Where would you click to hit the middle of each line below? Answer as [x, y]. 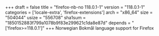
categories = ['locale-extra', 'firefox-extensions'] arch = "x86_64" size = [79, 12]
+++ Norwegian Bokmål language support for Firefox [100, 28]
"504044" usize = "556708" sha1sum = [45, 18]
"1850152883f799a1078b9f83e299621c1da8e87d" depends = [68, 23]
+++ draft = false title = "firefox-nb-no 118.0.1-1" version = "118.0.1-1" [75, 7]
